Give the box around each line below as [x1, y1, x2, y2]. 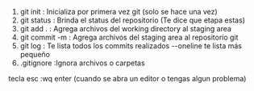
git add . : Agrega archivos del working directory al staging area [19, 24, 232, 33]
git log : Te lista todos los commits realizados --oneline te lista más [19, 41, 242, 51]
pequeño [19, 50, 51, 59]
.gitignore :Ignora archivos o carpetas [19, 58, 145, 68]
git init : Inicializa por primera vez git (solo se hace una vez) [19, 7, 218, 16]
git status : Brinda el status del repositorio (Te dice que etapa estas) [19, 15, 246, 25]
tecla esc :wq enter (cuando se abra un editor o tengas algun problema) [8, 74, 247, 83]
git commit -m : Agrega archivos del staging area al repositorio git [19, 32, 239, 42]
